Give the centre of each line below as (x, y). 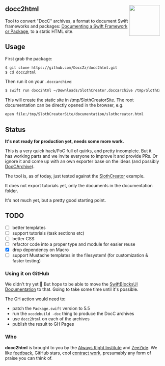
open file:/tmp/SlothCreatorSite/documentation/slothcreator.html (74, 114)
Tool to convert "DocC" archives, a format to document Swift (67, 21)
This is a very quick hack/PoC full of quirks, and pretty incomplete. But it (78, 151)
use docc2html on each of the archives (51, 319)
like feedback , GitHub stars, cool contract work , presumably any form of (78, 353)
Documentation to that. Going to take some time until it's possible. (72, 289)
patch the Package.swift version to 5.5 (51, 309)
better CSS (23, 238)
